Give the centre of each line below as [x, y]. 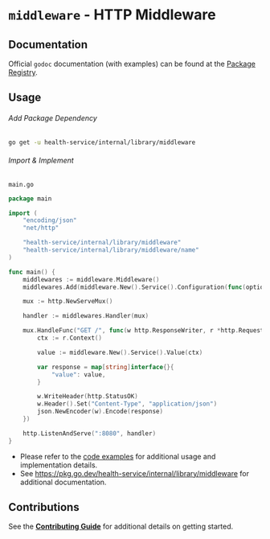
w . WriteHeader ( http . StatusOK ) [88, 397]
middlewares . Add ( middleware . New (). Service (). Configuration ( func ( [135, 287]
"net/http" [41, 228]
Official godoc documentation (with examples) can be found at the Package [132, 64]
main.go [21, 184]
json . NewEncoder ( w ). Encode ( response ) [100, 412]
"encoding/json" [50, 220]
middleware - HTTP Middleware [112, 15]
